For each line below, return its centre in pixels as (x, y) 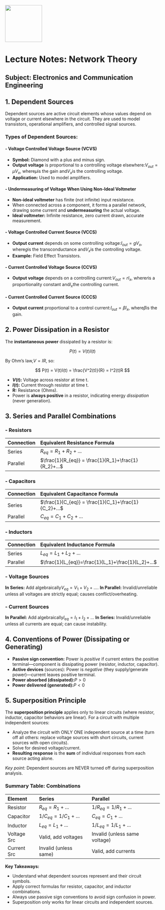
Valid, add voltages (61, 837)
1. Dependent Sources (39, 102)
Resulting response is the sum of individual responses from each (79, 753)
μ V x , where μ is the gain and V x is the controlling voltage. (68, 172)
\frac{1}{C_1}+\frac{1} (112, 502)
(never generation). (32, 400)
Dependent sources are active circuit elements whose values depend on (78, 114)
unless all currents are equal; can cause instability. (56, 624)
